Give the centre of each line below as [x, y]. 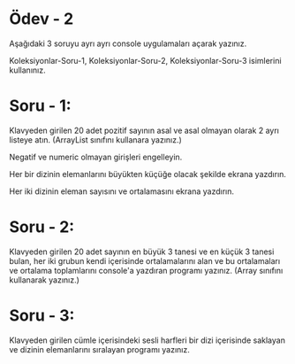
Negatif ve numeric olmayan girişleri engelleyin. [96, 157]
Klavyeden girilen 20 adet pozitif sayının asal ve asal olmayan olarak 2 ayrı [144, 130]
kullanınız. [27, 70]
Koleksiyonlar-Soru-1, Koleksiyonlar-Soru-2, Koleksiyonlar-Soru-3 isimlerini [145, 60]
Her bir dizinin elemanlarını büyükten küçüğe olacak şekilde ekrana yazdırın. [148, 174]
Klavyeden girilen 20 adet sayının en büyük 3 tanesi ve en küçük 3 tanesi [142, 252]
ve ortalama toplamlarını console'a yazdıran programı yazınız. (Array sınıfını [146, 270]
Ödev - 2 [42, 19]
